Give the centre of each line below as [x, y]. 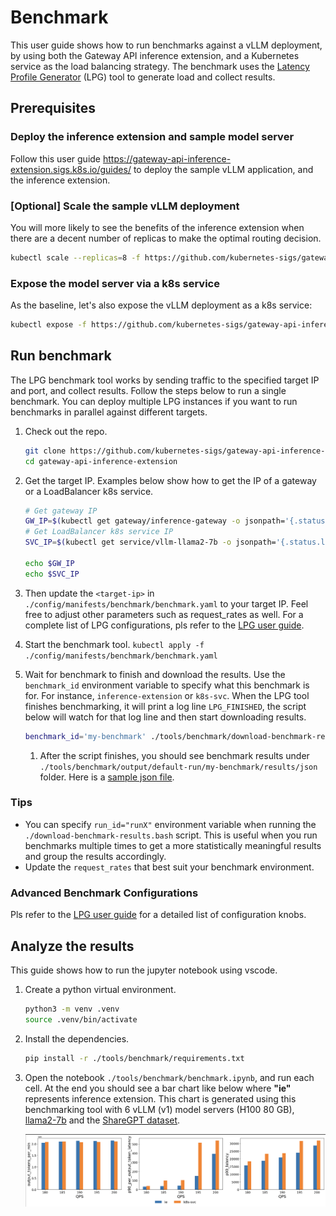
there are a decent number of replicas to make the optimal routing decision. [166, 238]
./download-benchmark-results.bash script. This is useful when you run [171, 835]
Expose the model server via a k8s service [115, 283]
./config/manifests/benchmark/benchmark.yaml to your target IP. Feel [166, 603]
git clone [45, 451]
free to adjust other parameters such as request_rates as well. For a [164, 614]
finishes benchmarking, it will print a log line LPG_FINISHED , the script [165, 706]
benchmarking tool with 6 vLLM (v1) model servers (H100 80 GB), [159, 1109]
